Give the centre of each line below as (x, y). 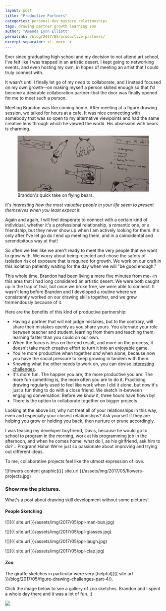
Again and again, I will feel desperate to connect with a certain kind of (76, 220)
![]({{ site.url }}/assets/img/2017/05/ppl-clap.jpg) (55, 551)
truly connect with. (24, 73)
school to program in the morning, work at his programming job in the (76, 436)
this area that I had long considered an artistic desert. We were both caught (82, 281)
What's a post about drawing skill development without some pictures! (77, 500)
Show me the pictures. (33, 489)
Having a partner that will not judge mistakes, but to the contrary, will (83, 321)
